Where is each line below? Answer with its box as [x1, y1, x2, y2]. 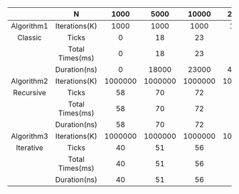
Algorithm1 [11, 21, 48, 31]
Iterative [16, 143, 44, 152]
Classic [17, 33, 42, 42]
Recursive [13, 88, 46, 97]
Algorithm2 [11, 76, 48, 86]
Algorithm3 [11, 131, 48, 141]
